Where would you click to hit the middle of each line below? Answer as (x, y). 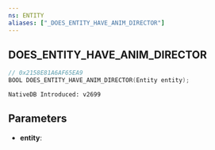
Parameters (38, 119)
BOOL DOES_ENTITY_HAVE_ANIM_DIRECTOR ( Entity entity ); (99, 81)
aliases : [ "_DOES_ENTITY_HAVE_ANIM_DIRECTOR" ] (86, 23)
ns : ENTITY (26, 15)
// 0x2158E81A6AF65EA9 (46, 73)
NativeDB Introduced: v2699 (55, 95)
